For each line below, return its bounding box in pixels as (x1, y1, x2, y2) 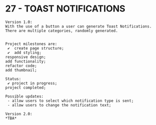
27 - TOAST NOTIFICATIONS (5, 3, 126, 14)
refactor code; (5, 63, 37, 68)
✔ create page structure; (7, 45, 64, 50)
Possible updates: (5, 93, 44, 99)
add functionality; (5, 58, 46, 64)
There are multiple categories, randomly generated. (5, 28, 118, 33)
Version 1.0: (5, 19, 33, 24)
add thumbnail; (5, 67, 37, 72)
